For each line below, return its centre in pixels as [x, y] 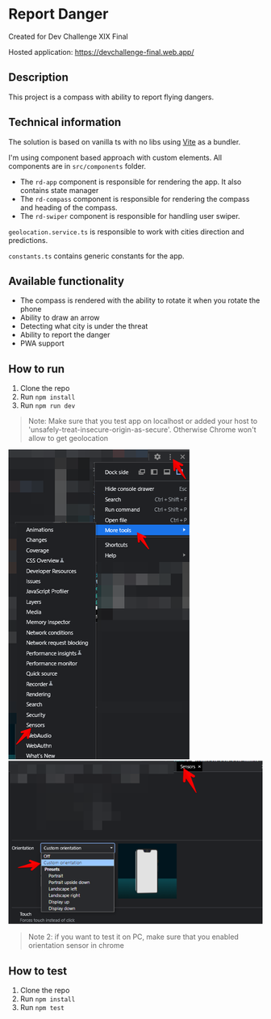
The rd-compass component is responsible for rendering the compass [135, 199]
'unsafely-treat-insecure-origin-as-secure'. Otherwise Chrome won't [142, 430]
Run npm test [42, 1008]
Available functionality [67, 281]
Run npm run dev [48, 405]
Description [38, 78]
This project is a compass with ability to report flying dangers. [111, 97]
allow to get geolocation [68, 438]
